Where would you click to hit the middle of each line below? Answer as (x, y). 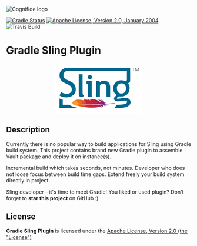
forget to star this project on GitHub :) (52, 198)
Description (28, 130)
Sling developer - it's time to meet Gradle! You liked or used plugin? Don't (95, 192)
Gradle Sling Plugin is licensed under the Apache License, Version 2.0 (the (97, 231)
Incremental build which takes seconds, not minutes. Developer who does (96, 168)
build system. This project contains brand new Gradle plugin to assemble (94, 150)
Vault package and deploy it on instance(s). (59, 157)
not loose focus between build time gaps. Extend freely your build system (95, 174)
